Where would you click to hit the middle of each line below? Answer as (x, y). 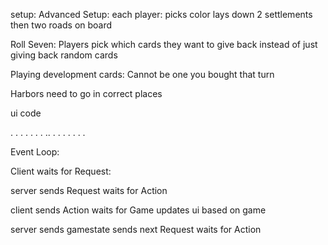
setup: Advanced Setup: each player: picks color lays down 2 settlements (161, 14)
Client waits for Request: (61, 171)
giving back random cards (64, 55)
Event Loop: (35, 152)
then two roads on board (61, 25)
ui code (26, 113)
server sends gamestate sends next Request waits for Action (136, 229)
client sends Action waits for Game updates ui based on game (138, 210)
